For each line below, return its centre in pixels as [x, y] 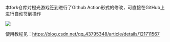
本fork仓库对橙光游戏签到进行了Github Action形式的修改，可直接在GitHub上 [85, 7]
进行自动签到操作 [23, 14]
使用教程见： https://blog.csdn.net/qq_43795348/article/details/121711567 [82, 34]
